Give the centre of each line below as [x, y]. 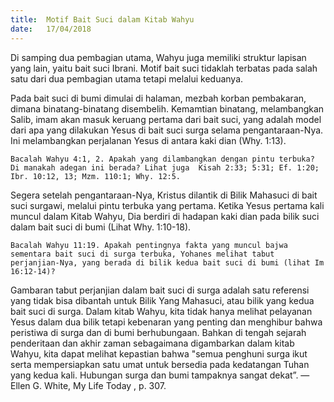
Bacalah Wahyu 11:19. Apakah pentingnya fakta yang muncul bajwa [149, 245]
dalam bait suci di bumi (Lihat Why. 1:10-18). [101, 227]
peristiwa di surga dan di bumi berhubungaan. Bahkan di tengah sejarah [158, 332]
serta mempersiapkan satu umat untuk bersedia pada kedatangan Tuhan [160, 364]
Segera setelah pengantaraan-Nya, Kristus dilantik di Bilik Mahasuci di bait [164, 195]
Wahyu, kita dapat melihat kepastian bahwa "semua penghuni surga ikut [159, 353]
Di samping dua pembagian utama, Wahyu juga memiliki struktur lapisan [158, 57]
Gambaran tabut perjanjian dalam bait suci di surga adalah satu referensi [160, 290]
